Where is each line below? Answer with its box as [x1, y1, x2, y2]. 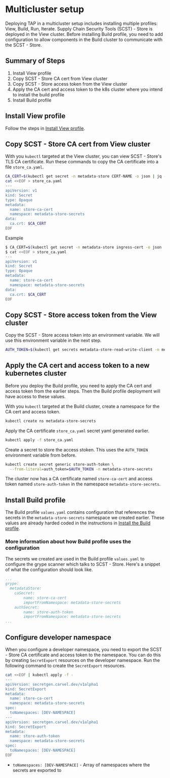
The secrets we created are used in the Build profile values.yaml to [5, 556, 145, 562]
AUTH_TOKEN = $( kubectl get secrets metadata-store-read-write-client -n [5, 347, 159, 352]
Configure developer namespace [5, 633, 111, 642]
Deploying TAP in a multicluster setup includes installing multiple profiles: [5, 20, 158, 26]
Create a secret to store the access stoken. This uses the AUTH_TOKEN [5, 446, 148, 452]
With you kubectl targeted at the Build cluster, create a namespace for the [5, 403, 160, 409]
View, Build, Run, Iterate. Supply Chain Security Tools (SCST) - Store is [5, 25, 153, 31]
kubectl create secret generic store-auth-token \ [5, 462, 114, 467]
